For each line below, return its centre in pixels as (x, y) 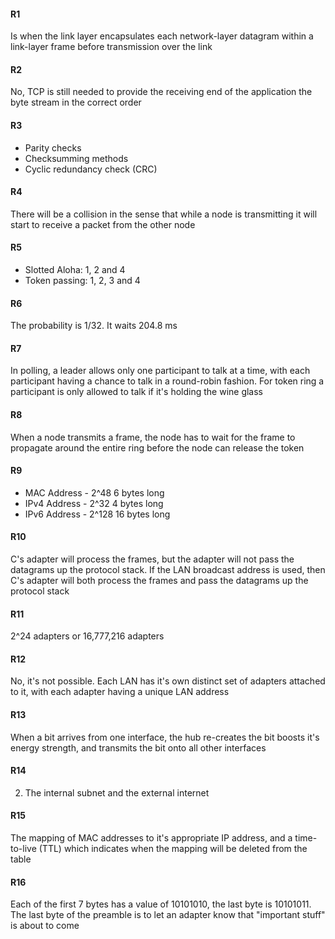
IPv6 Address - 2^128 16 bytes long (97, 514)
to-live (23, 849)
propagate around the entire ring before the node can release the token (157, 447)
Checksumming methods (76, 158)
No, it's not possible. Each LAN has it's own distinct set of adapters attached (168, 681)
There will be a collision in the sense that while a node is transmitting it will (164, 214)
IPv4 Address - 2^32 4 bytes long (94, 503)
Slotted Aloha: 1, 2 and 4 (75, 270)
